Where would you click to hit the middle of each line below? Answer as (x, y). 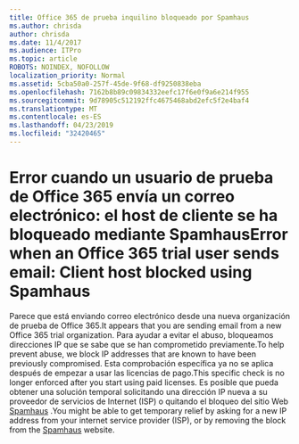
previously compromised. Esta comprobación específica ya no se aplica (141, 363)
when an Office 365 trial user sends (144, 254)
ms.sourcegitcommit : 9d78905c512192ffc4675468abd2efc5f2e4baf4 (129, 100)
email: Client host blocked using (131, 272)
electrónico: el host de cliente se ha (144, 216)
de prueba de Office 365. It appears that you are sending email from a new (145, 325)
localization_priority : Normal (67, 76)
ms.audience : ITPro (46, 51)
